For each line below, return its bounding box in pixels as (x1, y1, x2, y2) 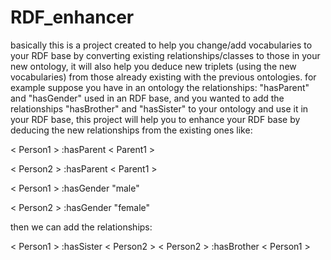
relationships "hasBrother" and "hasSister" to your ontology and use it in (10, 102, 309, 115)
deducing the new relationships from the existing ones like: (10, 124, 253, 136)
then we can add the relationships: (10, 221, 153, 233)
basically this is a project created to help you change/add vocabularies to (10, 39, 313, 51)
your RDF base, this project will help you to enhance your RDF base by (10, 113, 301, 125)
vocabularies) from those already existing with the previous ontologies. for (10, 71, 317, 83)
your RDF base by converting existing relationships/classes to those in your (10, 49, 321, 61)
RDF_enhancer (10, 6, 135, 29)
